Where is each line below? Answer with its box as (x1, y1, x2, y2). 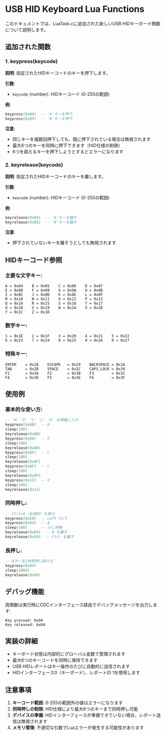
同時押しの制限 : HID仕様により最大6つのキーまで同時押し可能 (12, 706, 138, 712)
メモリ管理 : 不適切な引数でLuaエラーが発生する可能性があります (12, 725, 144, 731)
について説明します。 (5, 26, 49, 33)
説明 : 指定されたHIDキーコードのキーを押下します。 (5, 70, 111, 76)
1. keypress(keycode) (5, 58, 58, 65)
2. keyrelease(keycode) (5, 162, 63, 169)
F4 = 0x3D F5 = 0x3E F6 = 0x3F (5, 375, 125, 380)
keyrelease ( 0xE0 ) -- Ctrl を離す (5, 535, 74, 540)
